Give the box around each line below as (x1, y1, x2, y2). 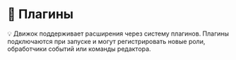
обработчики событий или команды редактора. (7, 45, 151, 53)
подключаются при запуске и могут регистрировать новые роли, (7, 37, 206, 45)
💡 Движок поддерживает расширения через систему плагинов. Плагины (7, 29, 230, 38)
